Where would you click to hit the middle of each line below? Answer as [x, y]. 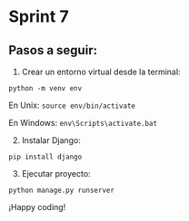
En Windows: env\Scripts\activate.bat [83, 123]
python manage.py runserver [62, 190]
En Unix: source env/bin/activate [72, 105]
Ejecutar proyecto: [56, 173]
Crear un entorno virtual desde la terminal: [101, 72]
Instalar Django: [51, 140]
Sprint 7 [39, 17]
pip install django [45, 157]
